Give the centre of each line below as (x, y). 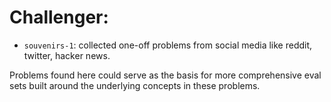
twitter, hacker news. (67, 55)
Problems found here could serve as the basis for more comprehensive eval (165, 75)
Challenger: (59, 17)
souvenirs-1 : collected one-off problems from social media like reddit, (168, 45)
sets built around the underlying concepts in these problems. (135, 85)
